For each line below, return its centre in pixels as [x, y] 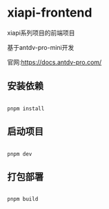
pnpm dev [20, 154]
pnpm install [26, 109]
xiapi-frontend [50, 13]
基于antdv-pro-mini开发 [41, 47]
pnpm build [23, 199]
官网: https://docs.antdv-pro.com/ [54, 62]
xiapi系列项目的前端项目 [41, 33]
